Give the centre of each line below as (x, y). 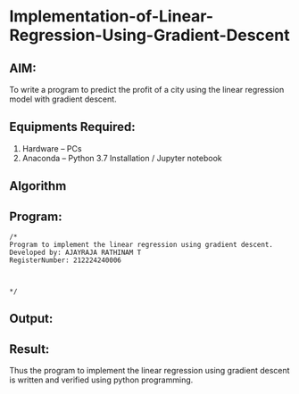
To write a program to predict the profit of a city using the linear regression (147, 90)
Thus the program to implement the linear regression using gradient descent (149, 371)
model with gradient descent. (63, 99)
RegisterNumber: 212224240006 (66, 260)
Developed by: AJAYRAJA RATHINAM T (75, 253)
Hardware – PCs (52, 148)
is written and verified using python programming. (101, 380)
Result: (29, 349)
